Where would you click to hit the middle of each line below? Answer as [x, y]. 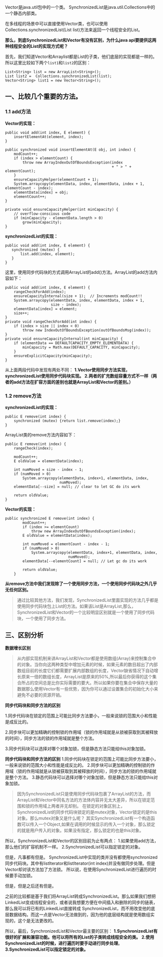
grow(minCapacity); [42, 222]
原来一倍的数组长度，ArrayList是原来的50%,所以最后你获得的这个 [87, 676]
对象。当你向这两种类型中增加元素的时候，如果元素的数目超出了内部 [90, 664]
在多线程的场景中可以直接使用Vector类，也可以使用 [56, 24]
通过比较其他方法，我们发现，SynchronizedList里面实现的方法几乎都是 [88, 600]
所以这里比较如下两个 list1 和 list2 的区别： [48, 63]
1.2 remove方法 [23, 396]
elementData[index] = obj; [41, 192]
